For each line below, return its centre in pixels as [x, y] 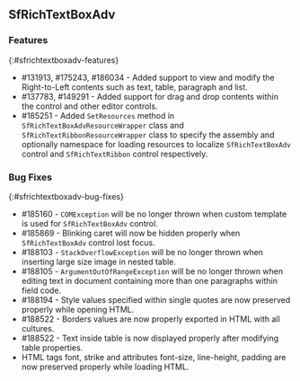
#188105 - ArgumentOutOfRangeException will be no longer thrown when [152, 271]
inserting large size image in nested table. [99, 261]
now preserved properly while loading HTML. [105, 367]
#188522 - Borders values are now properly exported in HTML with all [150, 319]
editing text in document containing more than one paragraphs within [149, 280]
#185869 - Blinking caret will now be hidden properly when [131, 233]
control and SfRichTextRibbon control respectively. [115, 154]
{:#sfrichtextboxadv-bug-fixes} [66, 196]
